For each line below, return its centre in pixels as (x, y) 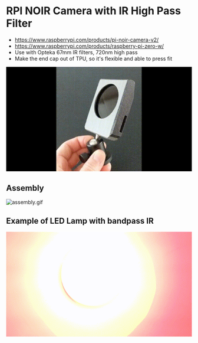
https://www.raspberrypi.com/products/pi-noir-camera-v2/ (87, 40)
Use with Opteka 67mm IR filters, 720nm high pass (76, 52)
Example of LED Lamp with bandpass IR (80, 220)
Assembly (25, 188)
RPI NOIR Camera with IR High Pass (94, 11)
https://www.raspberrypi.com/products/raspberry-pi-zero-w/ (89, 46)
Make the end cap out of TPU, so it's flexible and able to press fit (93, 58)
